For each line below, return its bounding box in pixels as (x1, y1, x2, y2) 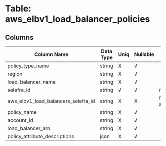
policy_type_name (7, 62, 49, 69)
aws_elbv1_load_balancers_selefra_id (7, 97, 95, 104)
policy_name (7, 109, 37, 115)
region (7, 70, 23, 77)
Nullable (134, 51, 155, 57)
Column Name (34, 51, 69, 57)
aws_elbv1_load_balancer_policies (5, 13, 150, 25)
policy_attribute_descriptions (7, 133, 74, 140)
